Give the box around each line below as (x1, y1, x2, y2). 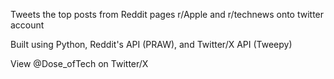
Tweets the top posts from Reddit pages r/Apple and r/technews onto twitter (10, 9, 325, 20)
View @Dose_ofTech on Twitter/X (10, 58, 149, 69)
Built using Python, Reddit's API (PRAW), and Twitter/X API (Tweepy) (10, 39, 293, 50)
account (10, 19, 45, 31)
